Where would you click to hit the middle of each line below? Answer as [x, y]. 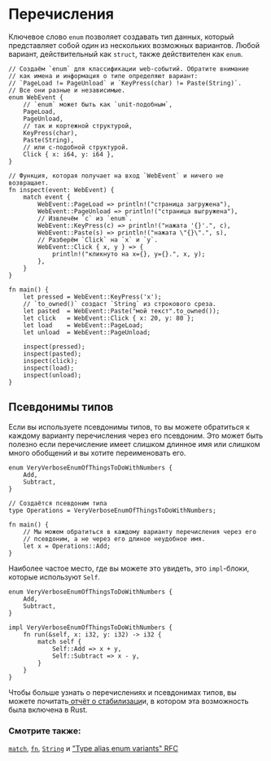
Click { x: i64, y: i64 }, [69, 154]
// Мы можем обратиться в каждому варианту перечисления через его [140, 531]
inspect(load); [49, 368]
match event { [47, 197]
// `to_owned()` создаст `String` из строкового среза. [120, 304]
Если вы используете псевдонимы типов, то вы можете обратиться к [129, 426]
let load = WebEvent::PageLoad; [83, 325]
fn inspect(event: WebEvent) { [61, 190]
